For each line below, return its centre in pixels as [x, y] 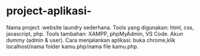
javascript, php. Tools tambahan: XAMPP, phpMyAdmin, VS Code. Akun [95, 33]
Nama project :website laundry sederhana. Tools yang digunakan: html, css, [100, 27]
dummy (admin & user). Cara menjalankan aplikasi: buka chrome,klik [91, 40]
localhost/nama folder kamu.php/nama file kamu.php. [72, 46]
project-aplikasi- [49, 11]
